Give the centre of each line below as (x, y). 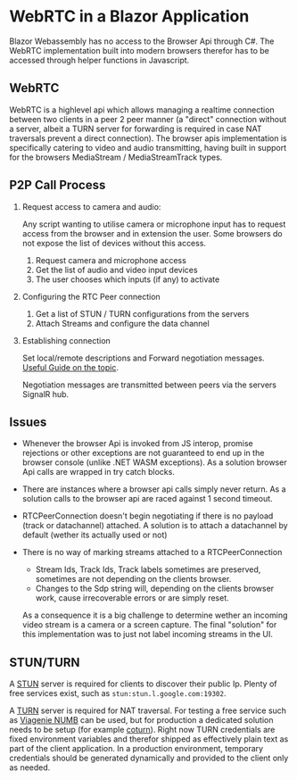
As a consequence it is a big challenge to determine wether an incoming (155, 615)
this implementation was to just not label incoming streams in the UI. (148, 635)
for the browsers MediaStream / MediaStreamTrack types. (116, 157)
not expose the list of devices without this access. (114, 243)
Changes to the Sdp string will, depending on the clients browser (155, 589)
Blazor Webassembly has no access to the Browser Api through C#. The (142, 41)
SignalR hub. (45, 394)
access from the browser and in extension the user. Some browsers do (152, 233)
